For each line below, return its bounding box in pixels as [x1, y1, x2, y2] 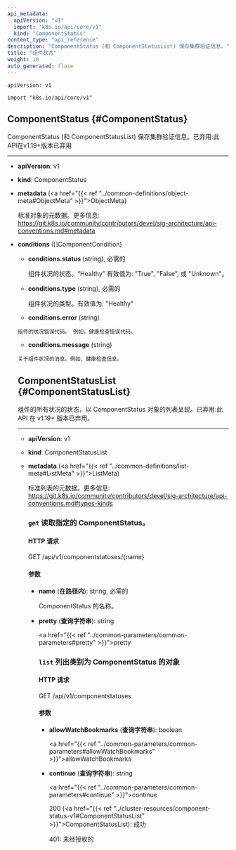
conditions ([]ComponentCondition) [17, 240, 123, 249]
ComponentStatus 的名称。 [38, 601, 118, 610]
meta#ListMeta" [27, 469, 75, 478]
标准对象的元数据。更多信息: [17, 211, 100, 220]
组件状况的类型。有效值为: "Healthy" [27, 299, 134, 308]
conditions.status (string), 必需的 [27, 254, 126, 263]
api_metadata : [7, 10, 49, 18]
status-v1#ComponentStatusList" [48, 811, 145, 820]
